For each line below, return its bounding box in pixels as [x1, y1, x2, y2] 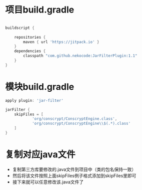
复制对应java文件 [5, 149, 76, 160]
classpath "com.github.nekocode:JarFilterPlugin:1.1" [23, 53, 137, 59]
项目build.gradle [5, 4, 74, 16]
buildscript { [5, 25, 35, 30]
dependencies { [14, 49, 46, 54]
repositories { [14, 35, 46, 40]
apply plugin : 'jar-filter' [5, 98, 64, 103]
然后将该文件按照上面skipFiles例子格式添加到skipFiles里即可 [12, 172, 136, 178]
